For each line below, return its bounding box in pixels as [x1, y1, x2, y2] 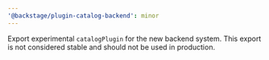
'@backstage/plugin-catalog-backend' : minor [7, 11, 159, 20]
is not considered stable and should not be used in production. [7, 42, 215, 52]
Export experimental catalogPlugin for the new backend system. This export [7, 34, 262, 43]
